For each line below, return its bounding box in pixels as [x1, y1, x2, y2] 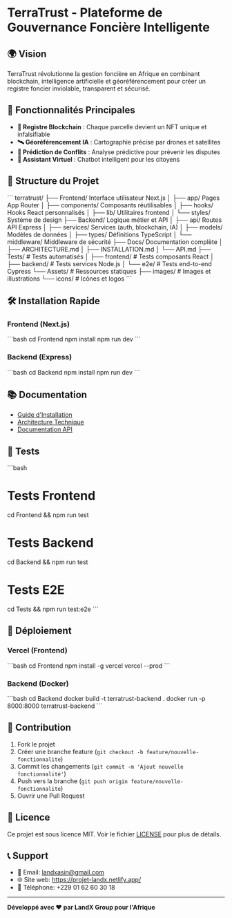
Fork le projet [17, 740, 55, 748]
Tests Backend [7, 535, 94, 551]
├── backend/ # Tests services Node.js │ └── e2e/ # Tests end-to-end [7, 259, 212, 268]
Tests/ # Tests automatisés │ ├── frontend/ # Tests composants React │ [7, 252, 215, 261]
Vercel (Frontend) [7, 646, 68, 655]
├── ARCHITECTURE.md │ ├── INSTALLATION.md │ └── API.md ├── [7, 245, 211, 253]
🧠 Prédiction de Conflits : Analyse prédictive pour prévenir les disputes [17, 147, 221, 156]
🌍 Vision [7, 48, 47, 59]
